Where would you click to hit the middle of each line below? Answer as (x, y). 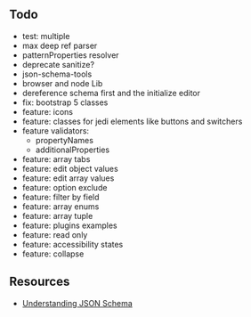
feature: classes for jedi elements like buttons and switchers (132, 121)
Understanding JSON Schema (77, 303)
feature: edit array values (68, 178)
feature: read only (55, 234)
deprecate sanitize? (58, 64)
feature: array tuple (57, 215)
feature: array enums (61, 206)
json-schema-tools (57, 74)
